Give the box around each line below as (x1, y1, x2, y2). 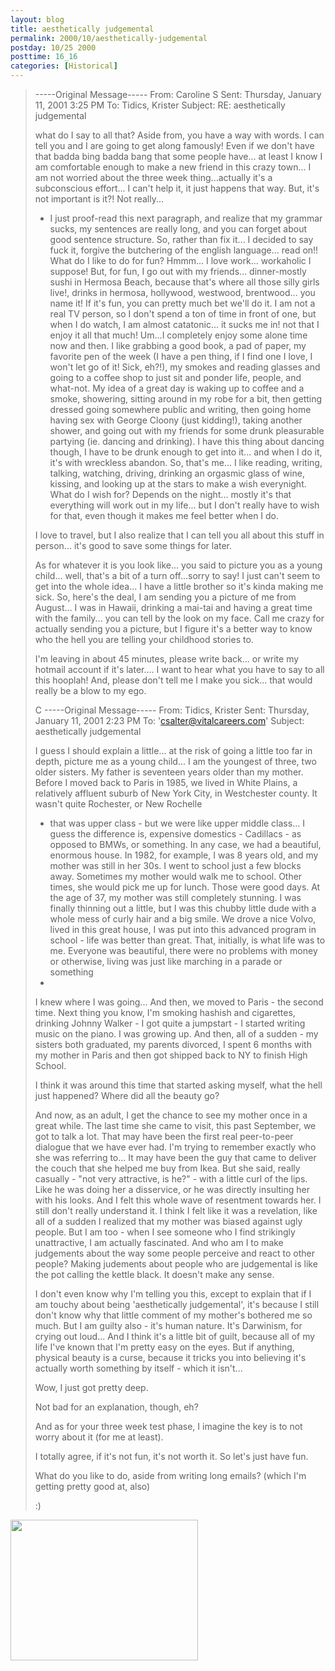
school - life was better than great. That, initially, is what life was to (49, 934, 326, 946)
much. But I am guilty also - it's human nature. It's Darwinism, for (34, 1320, 303, 1331)
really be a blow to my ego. (34, 685, 147, 696)
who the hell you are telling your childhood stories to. (34, 634, 254, 645)
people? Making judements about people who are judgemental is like (34, 1258, 318, 1270)
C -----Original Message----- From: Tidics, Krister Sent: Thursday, (34, 704, 310, 716)
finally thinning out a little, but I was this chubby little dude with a (49, 902, 317, 914)
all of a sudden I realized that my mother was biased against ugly (34, 1216, 303, 1227)
